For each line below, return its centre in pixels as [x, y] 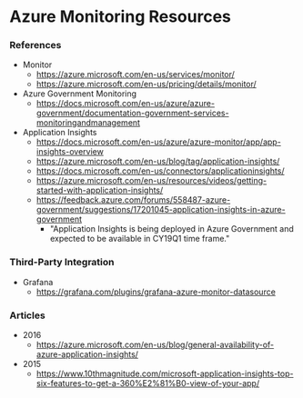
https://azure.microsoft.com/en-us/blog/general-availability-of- [155, 345]
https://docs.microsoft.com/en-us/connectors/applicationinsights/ [160, 171]
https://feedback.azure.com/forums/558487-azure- [133, 200]
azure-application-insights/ [87, 354]
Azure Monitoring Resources [121, 17]
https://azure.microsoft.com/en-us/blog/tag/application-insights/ [158, 162]
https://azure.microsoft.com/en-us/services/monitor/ [135, 75]
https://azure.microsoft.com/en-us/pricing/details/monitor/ [146, 85]
